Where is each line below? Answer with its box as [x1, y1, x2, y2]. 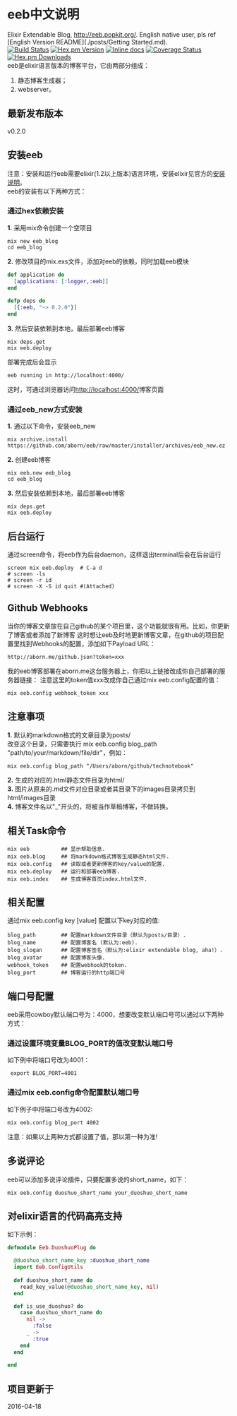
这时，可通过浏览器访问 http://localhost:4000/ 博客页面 [7, 385, 164, 393]
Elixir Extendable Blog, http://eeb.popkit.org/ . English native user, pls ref [7, 30, 217, 39]
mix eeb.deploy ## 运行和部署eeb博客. [7, 868, 121, 875]
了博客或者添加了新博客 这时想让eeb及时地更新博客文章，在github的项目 [7, 630, 218, 639]
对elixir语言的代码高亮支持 [7, 1210, 123, 1222]
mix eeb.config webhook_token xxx [7, 689, 109, 696]
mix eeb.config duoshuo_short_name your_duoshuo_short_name [7, 1189, 188, 1196]
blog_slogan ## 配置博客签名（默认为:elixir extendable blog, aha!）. [7, 947, 224, 954]
